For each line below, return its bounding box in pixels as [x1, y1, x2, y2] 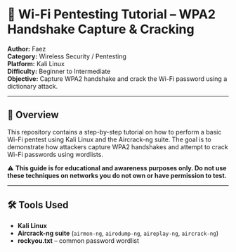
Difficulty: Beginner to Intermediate [7, 67, 111, 75]
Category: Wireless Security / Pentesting [7, 52, 126, 61]
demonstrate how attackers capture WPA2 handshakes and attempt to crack [7, 142, 228, 151]
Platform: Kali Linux [7, 59, 65, 68]
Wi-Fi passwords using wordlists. [7, 150, 104, 158]
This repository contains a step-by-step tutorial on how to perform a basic [7, 127, 222, 136]
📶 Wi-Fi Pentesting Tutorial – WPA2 [7, 6, 216, 23]
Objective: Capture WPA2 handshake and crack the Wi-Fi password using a [7, 74, 228, 83]
